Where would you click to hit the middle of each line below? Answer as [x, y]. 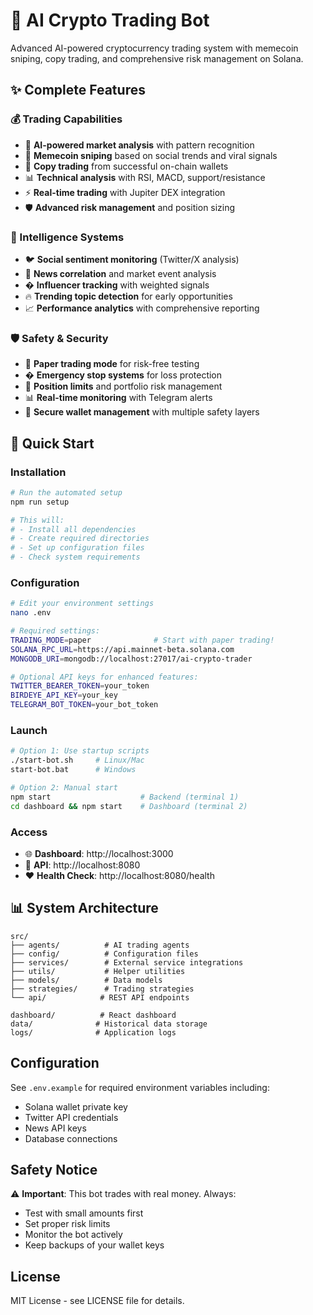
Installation [38, 472]
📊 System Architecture [84, 908]
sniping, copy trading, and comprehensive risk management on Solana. [157, 58]
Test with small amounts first [84, 1213]
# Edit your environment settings [82, 604]
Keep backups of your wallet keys [94, 1245]
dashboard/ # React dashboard [93, 1015]
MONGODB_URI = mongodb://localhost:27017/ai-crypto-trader [131, 659]
